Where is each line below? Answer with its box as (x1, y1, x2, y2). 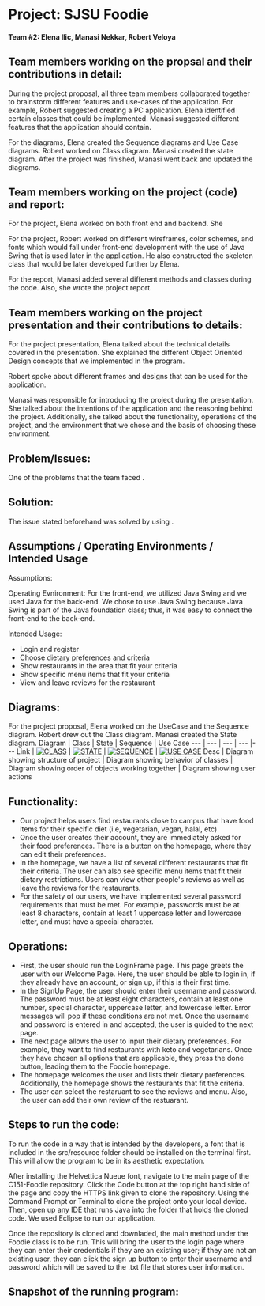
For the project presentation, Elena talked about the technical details (8, 339, 230, 349)
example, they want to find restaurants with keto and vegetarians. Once (19, 1045, 252, 1054)
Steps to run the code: (8, 1118, 120, 1132)
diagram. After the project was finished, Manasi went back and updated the (8, 154, 254, 164)
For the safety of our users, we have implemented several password (19, 891, 241, 901)
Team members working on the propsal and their (8, 55, 252, 69)
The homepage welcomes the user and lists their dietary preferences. (19, 1070, 247, 1080)
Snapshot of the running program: (8, 1285, 179, 1299)
